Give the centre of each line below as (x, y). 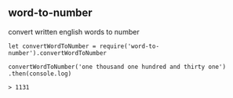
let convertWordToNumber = (52, 46)
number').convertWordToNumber (58, 53)
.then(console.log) (40, 74)
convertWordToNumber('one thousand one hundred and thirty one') (117, 67)
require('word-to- (129, 46)
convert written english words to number (74, 31)
